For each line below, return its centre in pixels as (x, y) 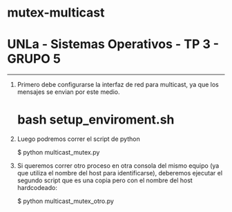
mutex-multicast (56, 13)
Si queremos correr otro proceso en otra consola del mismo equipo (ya (118, 166)
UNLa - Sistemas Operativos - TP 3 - (113, 45)
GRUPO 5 (34, 59)
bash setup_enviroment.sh (96, 120)
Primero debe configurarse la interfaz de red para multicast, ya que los (118, 85)
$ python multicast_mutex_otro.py (65, 201)
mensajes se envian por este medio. (68, 92)
